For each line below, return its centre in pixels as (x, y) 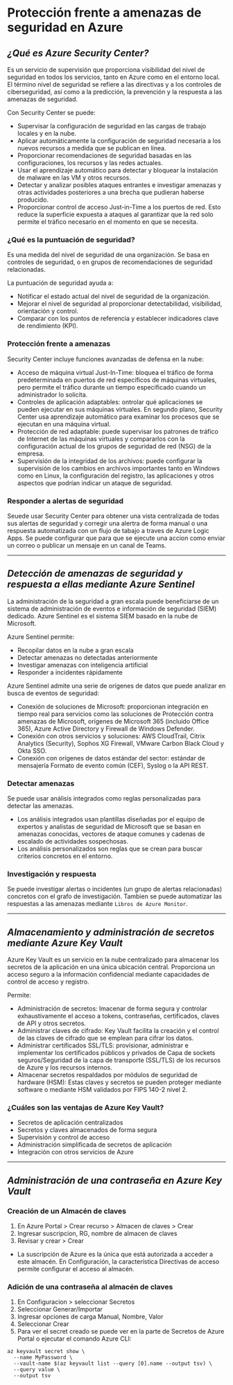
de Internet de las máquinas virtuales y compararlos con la (101, 439)
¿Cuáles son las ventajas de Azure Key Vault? (86, 1108)
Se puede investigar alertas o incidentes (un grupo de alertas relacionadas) (115, 889)
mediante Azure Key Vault (65, 943)
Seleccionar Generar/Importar (60, 1309)
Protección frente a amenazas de (104, 13)
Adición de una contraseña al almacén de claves (90, 1287)
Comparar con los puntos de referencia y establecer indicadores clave (118, 319)
